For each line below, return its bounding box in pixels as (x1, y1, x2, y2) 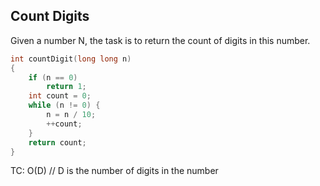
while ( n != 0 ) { (28, 100, 101, 111)
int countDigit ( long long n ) (10, 54, 132, 64)
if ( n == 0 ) (28, 72, 78, 83)
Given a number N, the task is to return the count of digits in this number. (10, 34, 311, 46)
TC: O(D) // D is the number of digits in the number (10, 165, 219, 177)
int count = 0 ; (28, 91, 92, 101)
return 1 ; (46, 82, 87, 92)
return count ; (28, 137, 87, 148)
